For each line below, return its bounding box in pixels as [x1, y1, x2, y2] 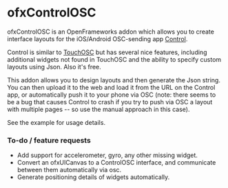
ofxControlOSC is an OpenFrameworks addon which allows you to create [7, 27, 215, 36]
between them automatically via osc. [17, 166, 122, 174]
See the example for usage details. [7, 118, 105, 126]
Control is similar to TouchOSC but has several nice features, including [7, 48, 207, 56]
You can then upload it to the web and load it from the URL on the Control [7, 83, 216, 91]
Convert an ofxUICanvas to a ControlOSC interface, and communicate [17, 158, 216, 167]
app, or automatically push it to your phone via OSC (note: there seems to [7, 91, 216, 99]
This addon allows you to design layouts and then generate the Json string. [7, 75, 220, 84]
